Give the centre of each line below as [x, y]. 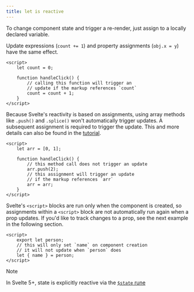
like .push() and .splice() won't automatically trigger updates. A [84, 120]
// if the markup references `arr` [70, 179]
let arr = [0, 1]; [39, 149]
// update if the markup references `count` [82, 88]
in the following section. [35, 224]
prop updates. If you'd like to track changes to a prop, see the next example [97, 218]
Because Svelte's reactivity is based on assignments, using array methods [96, 114]
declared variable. [28, 34]
